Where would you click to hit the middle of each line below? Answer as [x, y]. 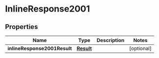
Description [111, 40]
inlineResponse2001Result [40, 48]
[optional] [140, 48]
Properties [22, 27]
